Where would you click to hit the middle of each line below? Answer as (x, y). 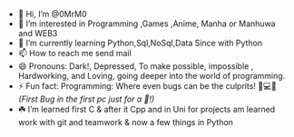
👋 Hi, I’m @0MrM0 (52, 14)
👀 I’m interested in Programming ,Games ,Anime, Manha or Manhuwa (147, 24)
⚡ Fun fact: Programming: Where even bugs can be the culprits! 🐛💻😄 (147, 86)
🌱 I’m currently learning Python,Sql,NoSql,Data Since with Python (140, 43)
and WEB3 (38, 33)
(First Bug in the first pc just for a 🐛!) (86, 99)
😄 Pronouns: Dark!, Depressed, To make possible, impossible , (136, 66)
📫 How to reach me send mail (74, 53)
